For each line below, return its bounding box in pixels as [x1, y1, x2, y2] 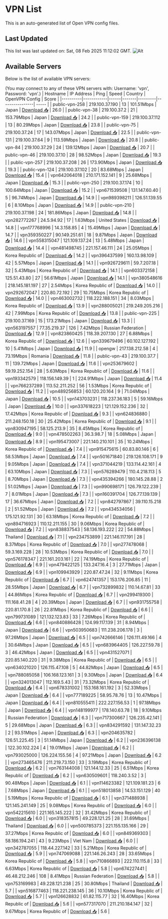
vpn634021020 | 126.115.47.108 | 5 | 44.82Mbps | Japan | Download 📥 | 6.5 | [5, 664, 163, 670]
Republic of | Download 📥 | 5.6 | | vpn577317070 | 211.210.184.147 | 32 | [5, 901, 152, 907]
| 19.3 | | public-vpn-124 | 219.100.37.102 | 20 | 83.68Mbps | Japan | [5, 166, 143, 172]
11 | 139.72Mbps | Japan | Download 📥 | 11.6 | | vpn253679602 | [5, 360, 137, 366]
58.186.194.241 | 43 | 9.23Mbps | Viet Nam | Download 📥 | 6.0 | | [5, 838, 138, 844]
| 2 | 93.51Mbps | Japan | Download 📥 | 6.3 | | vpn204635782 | [5, 730, 136, 736]
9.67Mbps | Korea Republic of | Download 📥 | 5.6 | [5, 908, 110, 914]
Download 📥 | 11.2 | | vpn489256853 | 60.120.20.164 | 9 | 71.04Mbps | [5, 388, 150, 394]
